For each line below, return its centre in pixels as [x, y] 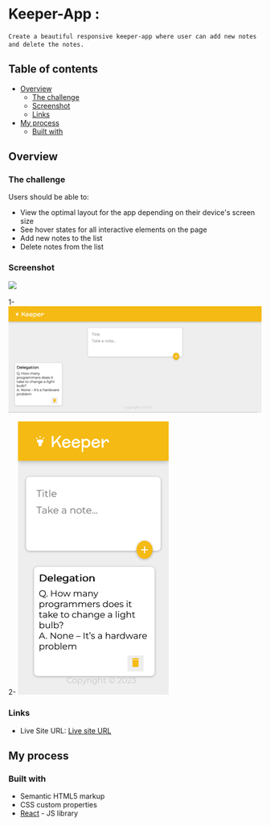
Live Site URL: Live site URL [65, 730]
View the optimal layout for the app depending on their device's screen [137, 213]
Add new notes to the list [61, 238]
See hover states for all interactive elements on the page [113, 229]
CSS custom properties [59, 805]
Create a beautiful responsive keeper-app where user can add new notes [133, 36]
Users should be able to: [49, 197]
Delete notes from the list [62, 247]
